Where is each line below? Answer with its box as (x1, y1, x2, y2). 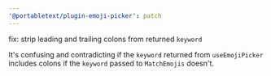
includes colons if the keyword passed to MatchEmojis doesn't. (8, 58, 214, 68)
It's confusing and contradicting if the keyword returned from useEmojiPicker (8, 49, 264, 59)
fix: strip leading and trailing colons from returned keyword (8, 34, 203, 44)
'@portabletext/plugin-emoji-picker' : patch (8, 11, 162, 20)
